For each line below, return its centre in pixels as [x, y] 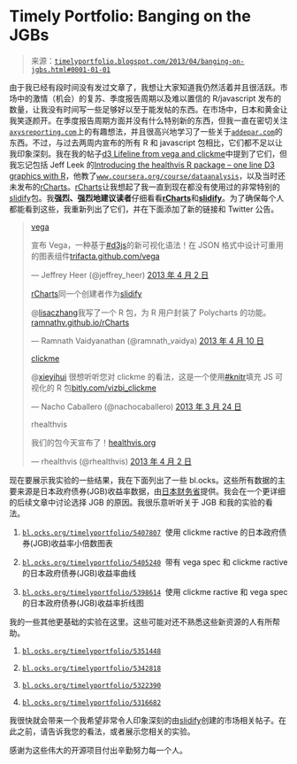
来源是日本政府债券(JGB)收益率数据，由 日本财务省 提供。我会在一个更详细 [151, 491]
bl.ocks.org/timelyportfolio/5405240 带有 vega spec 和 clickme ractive [155, 562]
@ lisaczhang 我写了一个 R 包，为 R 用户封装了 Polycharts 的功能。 [151, 313]
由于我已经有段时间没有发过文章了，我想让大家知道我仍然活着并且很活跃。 [145, 87]
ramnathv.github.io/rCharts [80, 322]
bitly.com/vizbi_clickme [114, 388]
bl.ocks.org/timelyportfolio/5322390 [91, 685]
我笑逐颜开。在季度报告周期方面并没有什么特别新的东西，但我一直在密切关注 [148, 120]
